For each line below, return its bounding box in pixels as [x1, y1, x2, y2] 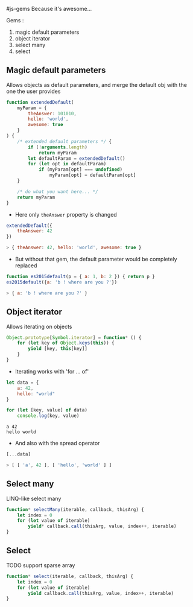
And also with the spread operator [14, 440, 100, 447]
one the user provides [6, 87, 61, 95]
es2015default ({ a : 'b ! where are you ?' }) [6, 279, 118, 285]
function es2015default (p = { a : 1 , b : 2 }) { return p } [6, 274, 155, 280]
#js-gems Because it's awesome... [6, 5, 92, 12]
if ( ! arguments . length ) [28, 144, 87, 150]
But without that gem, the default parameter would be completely [14, 256, 177, 263]
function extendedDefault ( [6, 99, 74, 105]
